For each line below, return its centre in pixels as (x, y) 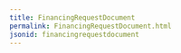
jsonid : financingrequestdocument (75, 34)
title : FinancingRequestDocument (72, 18)
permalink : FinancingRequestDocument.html (90, 26)
